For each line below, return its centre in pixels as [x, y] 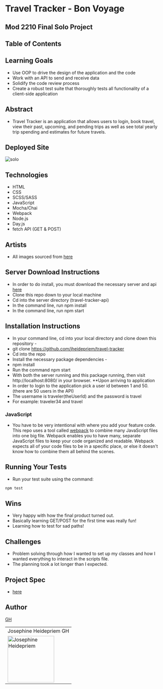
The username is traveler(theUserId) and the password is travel [77, 396]
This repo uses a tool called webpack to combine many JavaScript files [85, 430]
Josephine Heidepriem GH [38, 631]
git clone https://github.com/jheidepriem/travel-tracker [68, 348]
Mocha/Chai [25, 208]
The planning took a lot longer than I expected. [60, 564]
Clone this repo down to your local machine [57, 295]
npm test [14, 488]
